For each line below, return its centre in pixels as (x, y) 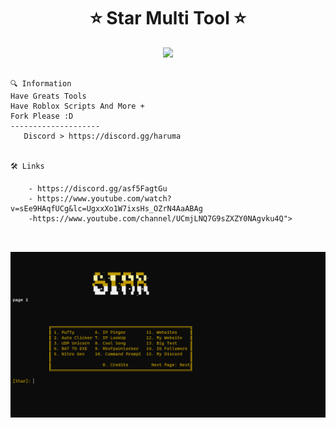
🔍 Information (41, 83)
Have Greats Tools (48, 96)
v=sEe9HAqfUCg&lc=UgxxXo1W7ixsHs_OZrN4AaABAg (106, 208)
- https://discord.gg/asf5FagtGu (98, 188)
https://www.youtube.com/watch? (104, 198)
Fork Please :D (42, 116)
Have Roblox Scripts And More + (77, 106)
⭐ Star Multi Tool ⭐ (168, 18)
